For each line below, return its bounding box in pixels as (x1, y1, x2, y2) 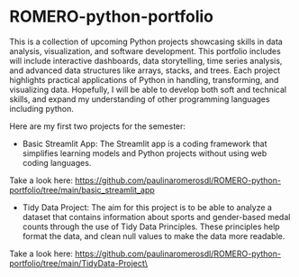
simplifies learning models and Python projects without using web (22, 147, 267, 159)
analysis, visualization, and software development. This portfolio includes (9, 45, 281, 56)
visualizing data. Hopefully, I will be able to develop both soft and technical (9, 84, 286, 95)
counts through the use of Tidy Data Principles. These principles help (22, 221, 281, 232)
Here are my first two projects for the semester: (9, 120, 186, 132)
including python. (9, 103, 75, 114)
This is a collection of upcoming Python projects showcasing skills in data (9, 36, 284, 47)
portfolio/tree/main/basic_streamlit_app (9, 184, 155, 195)
